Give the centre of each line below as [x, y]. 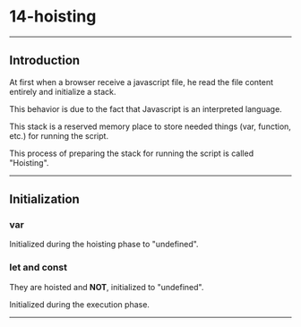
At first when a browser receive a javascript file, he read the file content [142, 82]
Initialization [45, 199]
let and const [38, 268]
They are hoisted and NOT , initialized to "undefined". [107, 287]
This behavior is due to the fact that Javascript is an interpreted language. [146, 108]
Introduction [45, 60]
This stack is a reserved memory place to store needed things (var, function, [150, 126]
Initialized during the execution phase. [80, 304]
